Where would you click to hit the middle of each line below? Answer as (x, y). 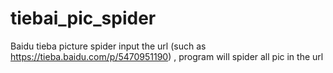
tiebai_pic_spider (83, 18)
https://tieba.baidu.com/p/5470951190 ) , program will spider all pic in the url (167, 56)
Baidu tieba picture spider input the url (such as (108, 46)
